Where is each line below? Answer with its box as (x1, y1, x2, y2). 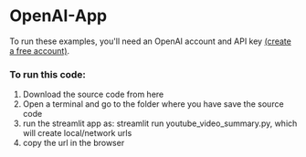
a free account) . (9, 45, 70, 56)
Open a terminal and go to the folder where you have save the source (22, 99, 285, 110)
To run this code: (9, 68, 87, 80)
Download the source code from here (22, 89, 164, 100)
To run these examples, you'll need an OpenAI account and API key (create (9, 36, 292, 47)
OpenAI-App (9, 5, 108, 26)
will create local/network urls (22, 128, 132, 139)
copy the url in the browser (22, 138, 125, 149)
